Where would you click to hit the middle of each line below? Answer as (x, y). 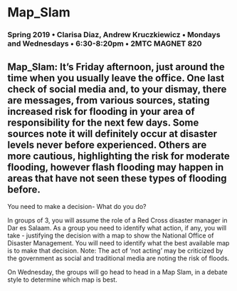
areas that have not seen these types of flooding (117, 178)
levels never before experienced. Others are (107, 144)
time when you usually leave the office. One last (116, 78)
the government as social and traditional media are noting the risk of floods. (118, 258)
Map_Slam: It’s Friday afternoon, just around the (116, 67)
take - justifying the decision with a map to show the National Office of (111, 235)
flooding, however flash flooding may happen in (116, 167)
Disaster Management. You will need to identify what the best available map (118, 242)
